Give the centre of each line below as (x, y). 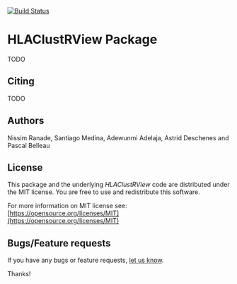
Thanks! (19, 274)
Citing (21, 81)
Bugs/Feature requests (59, 243)
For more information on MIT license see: (67, 206)
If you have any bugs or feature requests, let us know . (86, 260)
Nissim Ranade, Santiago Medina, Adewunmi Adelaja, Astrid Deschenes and (118, 137)
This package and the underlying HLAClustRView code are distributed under (118, 185)
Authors (26, 121)
